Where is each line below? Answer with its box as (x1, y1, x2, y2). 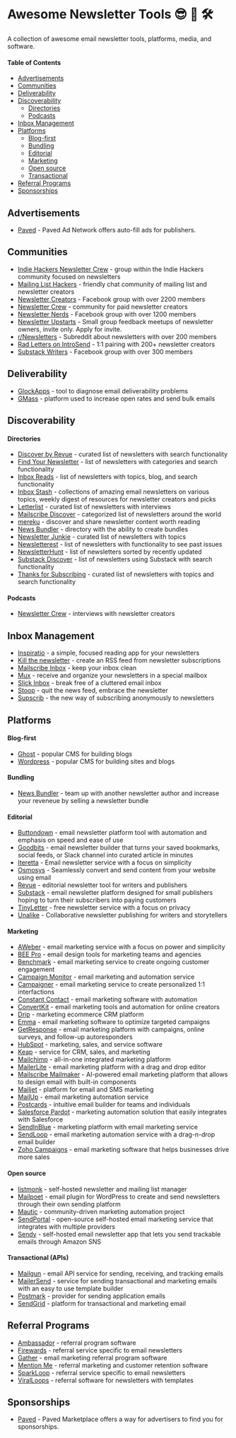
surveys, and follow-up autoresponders (17, 1033, 133, 1041)
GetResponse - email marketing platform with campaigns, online (17, 1026, 205, 1034)
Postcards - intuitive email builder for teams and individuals (17, 1100, 191, 1109)
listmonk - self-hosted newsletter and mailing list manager (17, 1184, 187, 1193)
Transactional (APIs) (7, 1254, 69, 1262)
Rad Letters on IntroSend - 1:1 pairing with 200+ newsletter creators (17, 340, 216, 348)
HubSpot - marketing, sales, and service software (17, 1040, 163, 1049)
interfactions (17, 987, 55, 997)
